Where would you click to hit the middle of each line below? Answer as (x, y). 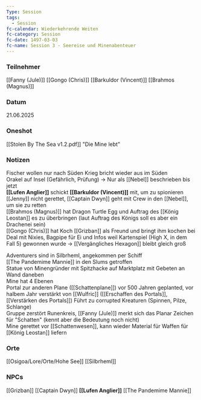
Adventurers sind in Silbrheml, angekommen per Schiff (74, 255)
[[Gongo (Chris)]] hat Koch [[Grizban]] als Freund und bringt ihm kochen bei (101, 231)
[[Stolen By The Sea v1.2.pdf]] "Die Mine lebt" (63, 144)
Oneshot (19, 131)
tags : (13, 18)
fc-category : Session (33, 34)
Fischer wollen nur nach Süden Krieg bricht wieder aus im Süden (87, 173)
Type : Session (24, 12)
